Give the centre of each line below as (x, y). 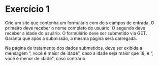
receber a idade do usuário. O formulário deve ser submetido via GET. (76, 33)
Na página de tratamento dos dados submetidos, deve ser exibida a (74, 48)
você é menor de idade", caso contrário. (46, 58)
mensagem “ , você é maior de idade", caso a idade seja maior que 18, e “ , (79, 53)
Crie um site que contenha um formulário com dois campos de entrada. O (80, 23)
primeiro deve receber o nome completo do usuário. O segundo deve (75, 28)
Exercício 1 (28, 9)
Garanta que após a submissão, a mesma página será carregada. (71, 38)
